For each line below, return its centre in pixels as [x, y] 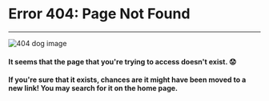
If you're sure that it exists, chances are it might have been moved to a [127, 80]
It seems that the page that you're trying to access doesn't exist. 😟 [122, 61]
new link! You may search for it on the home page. [93, 88]
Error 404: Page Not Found [99, 14]
